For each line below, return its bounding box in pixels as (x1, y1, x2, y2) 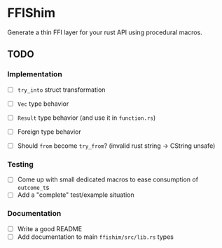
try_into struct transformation (17, 85, 106, 94)
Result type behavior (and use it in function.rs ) (17, 113, 156, 122)
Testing (7, 159, 34, 169)
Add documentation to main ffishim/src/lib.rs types (17, 233, 174, 241)
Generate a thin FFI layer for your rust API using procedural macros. (7, 28, 203, 36)
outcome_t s (17, 184, 50, 192)
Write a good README (17, 224, 83, 233)
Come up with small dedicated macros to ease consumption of (17, 175, 198, 184)
